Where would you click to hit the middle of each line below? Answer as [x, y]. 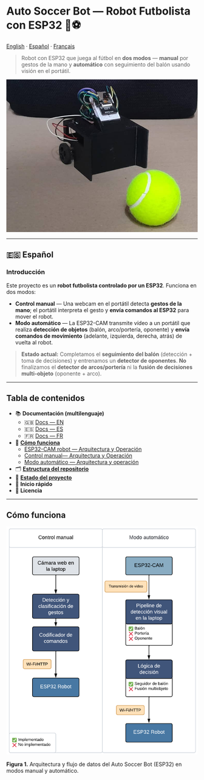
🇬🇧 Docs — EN [44, 422]
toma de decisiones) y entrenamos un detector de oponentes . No [104, 360]
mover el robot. [34, 316]
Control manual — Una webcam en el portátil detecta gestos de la [98, 303]
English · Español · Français [41, 46]
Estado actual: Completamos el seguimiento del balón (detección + [107, 354]
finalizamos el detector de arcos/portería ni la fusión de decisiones [107, 367]
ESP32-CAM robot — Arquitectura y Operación [83, 449]
